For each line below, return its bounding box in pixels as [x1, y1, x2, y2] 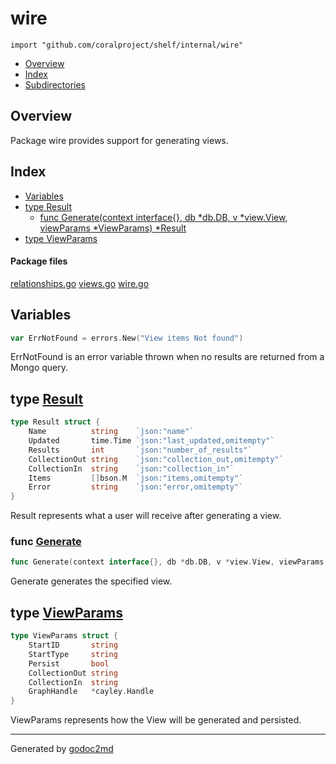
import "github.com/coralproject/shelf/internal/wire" [10, 40, 244, 50]
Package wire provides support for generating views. [10, 134, 229, 146]
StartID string [28, 640, 118, 650]
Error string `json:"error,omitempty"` [28, 482, 244, 492]
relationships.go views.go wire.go [10, 277, 150, 289]
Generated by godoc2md [10, 743, 114, 755]
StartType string [28, 649, 118, 659]
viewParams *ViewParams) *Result [39, 222, 187, 234]
